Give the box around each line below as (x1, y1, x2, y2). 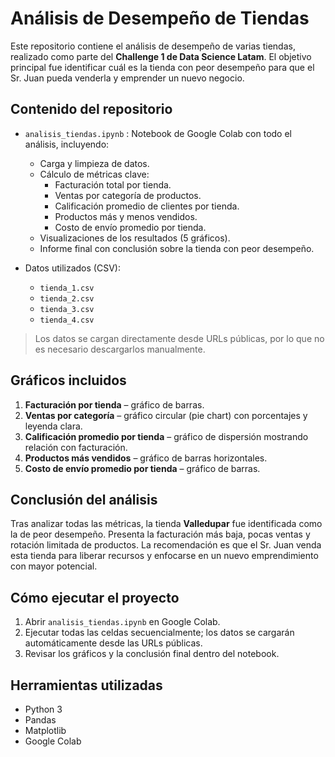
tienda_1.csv (39, 283, 95, 293)
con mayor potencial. (10, 560, 98, 572)
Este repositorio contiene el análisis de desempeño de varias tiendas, (10, 40, 296, 52)
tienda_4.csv (39, 315, 95, 325)
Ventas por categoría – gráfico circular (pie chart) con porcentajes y (24, 409, 308, 421)
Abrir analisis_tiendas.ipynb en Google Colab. (24, 616, 221, 628)
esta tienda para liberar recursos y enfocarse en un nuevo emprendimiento (10, 550, 319, 562)
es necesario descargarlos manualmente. (34, 343, 206, 355)
